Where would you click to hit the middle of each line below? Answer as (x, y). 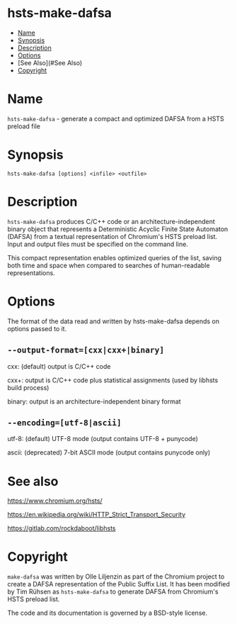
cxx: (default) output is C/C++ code (59, 366)
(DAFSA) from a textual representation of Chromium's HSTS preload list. (112, 236)
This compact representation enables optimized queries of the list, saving (114, 257)
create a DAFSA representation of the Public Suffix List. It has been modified (118, 584)
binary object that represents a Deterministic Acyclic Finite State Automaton (118, 229)
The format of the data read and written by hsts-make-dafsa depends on (114, 321)
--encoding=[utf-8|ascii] (64, 422)
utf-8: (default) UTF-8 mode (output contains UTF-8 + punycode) (103, 439)
